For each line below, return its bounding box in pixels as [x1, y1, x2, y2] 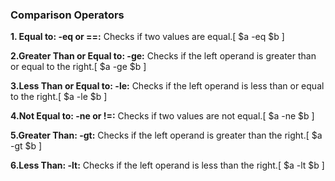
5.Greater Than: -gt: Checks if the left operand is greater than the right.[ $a [10, 129, 323, 142]
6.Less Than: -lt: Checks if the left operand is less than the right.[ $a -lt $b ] [10, 159, 325, 172]
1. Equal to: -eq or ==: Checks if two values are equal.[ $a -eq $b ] [10, 31, 285, 43]
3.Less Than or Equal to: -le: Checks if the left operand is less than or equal [10, 80, 325, 92]
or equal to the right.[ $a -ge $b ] [10, 61, 147, 73]
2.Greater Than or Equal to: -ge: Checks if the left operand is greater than [10, 50, 317, 62]
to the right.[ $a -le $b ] [10, 91, 108, 103]
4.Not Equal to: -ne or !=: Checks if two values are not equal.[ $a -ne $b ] [10, 110, 315, 122]
